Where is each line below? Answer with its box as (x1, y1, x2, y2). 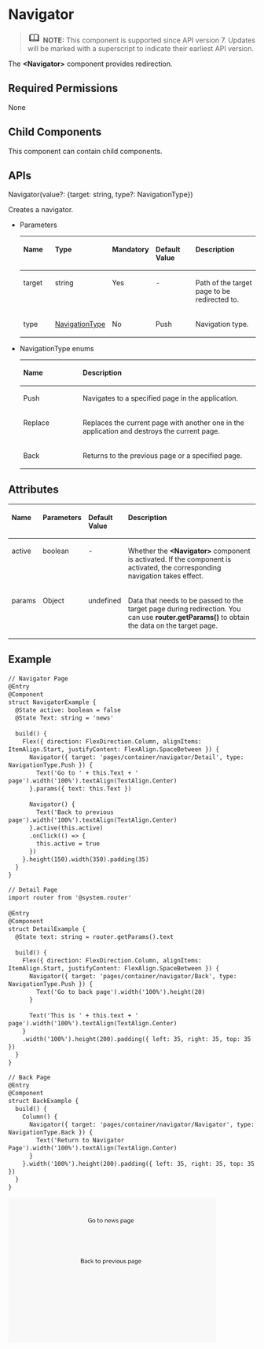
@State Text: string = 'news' (15, 713, 114, 722)
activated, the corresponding (127, 563, 222, 573)
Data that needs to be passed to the (127, 596, 244, 606)
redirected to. (195, 295, 240, 304)
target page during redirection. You (127, 604, 241, 614)
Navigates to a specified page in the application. (82, 393, 238, 402)
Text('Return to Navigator (36, 1136, 125, 1144)
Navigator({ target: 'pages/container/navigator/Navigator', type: (28, 1120, 255, 1128)
